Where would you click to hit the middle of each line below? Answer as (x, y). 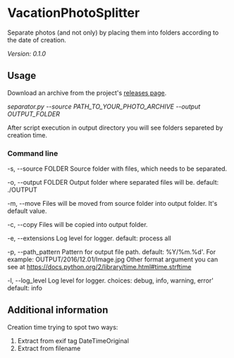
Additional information (58, 310)
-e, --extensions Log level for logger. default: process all (89, 238)
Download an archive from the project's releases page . (87, 92)
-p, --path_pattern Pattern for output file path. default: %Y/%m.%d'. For (112, 252)
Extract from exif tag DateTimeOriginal (73, 340)
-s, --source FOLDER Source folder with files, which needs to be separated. (117, 169)
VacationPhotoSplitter (74, 13)
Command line (33, 153)
